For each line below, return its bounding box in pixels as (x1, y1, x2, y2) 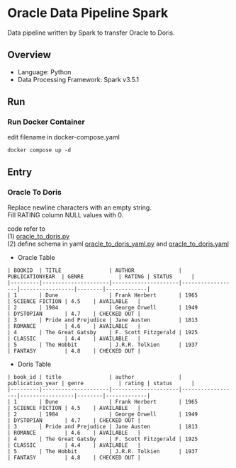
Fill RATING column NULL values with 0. (7, 211, 124, 219)
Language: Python (17, 67, 72, 76)
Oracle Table (17, 253, 55, 262)
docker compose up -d (7, 147, 72, 154)
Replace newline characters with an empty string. (7, 203, 152, 212)
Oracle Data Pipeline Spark (7, 5, 169, 21)
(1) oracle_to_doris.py (7, 232, 69, 241)
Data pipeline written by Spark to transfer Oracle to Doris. (7, 28, 175, 37)
